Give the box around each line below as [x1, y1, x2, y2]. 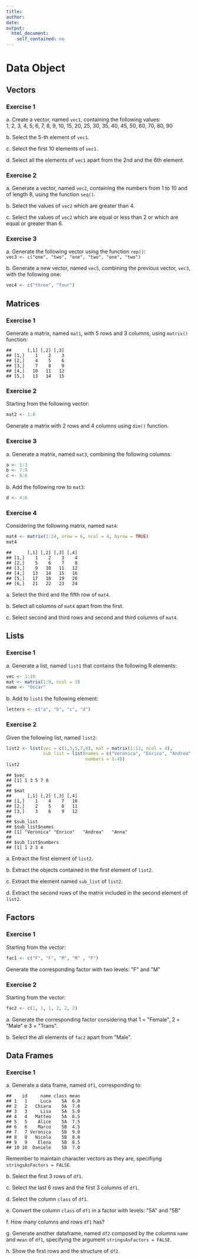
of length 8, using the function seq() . [6, 191, 95, 198]
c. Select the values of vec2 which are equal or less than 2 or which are [6, 213, 179, 221]
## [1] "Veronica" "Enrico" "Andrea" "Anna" [6, 829, 128, 835]
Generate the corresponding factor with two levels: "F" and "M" [6, 965, 161, 973]
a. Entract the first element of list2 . [6, 855, 93, 862]
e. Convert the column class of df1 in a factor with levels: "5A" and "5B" [6, 1207, 181, 1214]
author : [6, 14, 25, 20]
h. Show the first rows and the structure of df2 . [6, 1248, 120, 1255]
